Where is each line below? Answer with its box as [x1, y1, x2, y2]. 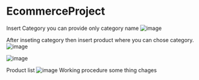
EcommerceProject [6, 4, 105, 18]
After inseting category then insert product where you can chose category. [6, 36, 194, 43]
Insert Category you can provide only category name [6, 24, 139, 32]
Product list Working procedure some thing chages [6, 66, 157, 74]
